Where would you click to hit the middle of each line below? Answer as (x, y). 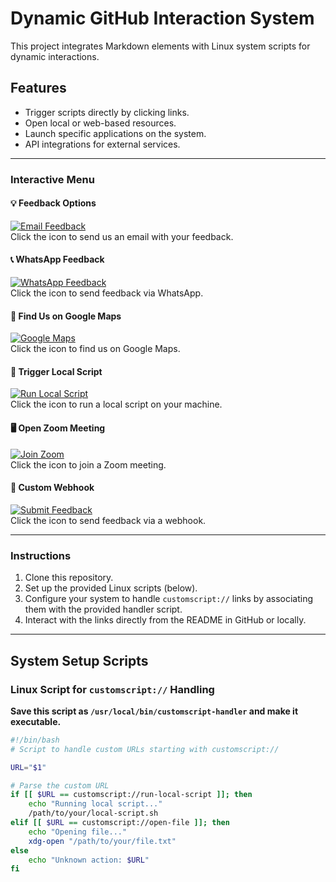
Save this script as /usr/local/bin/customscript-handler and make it (154, 711)
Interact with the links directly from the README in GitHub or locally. (165, 620)
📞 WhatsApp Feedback (57, 259)
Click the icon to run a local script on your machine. (116, 404)
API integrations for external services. (102, 144)
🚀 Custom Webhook (52, 488)
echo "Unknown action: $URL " (89, 860)
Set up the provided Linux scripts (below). (111, 588)
